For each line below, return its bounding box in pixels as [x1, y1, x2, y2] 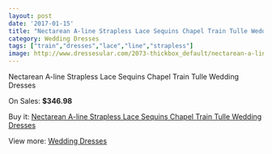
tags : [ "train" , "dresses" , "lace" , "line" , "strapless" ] [8, 42, 194, 50]
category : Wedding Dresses [8, 34, 100, 43]
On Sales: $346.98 [8, 96, 73, 105]
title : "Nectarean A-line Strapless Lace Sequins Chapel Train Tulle [8, 27, 249, 35]
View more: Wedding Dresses [8, 136, 108, 146]
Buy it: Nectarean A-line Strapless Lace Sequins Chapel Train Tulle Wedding [8, 112, 262, 122]
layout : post [8, 11, 53, 20]
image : [8, 49, 31, 58]
